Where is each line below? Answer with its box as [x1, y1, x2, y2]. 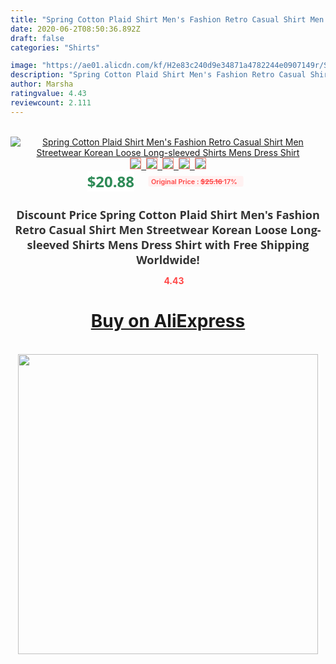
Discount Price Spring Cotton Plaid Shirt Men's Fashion [16, 206, 320, 223]
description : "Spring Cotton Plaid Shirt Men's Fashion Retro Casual [10, 70, 307, 80]
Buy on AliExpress [90, 310, 246, 333]
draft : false [10, 33, 65, 43]
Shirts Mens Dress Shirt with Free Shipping [71, 236, 310, 253]
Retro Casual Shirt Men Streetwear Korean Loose [14, 221, 288, 238]
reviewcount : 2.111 [10, 97, 92, 108]
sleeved [26, 236, 70, 253]
